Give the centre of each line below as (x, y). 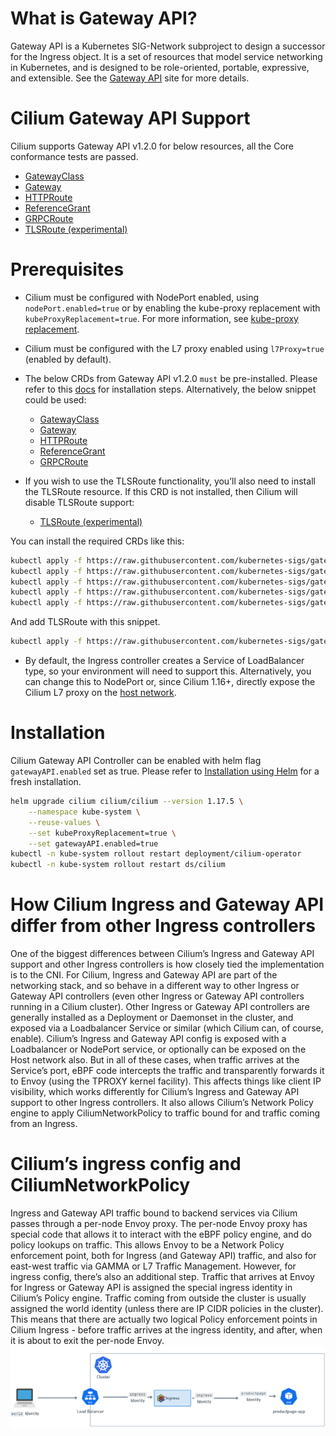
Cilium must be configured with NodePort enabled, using (142, 297)
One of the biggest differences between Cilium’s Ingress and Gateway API (162, 954)
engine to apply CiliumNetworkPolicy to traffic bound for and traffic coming (165, 1113)
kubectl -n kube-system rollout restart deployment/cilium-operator (156, 854)
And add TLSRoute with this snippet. (85, 622)
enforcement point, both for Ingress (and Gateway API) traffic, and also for (163, 1255)
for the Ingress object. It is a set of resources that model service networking (166, 56)
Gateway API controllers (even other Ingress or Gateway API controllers (157, 996)
